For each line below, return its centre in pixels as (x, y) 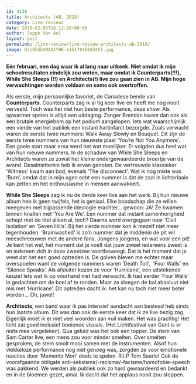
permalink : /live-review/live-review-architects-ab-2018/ (78, 45)
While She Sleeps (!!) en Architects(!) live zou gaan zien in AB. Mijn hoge (96, 79)
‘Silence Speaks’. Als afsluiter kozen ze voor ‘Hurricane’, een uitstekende (94, 270)
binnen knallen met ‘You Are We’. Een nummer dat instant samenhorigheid (95, 213)
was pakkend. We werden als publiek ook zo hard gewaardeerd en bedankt (97, 368)
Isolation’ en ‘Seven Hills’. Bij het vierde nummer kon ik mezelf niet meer (92, 226)
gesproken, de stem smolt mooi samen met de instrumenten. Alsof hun (92, 343)
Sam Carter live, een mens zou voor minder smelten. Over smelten (86, 337)
